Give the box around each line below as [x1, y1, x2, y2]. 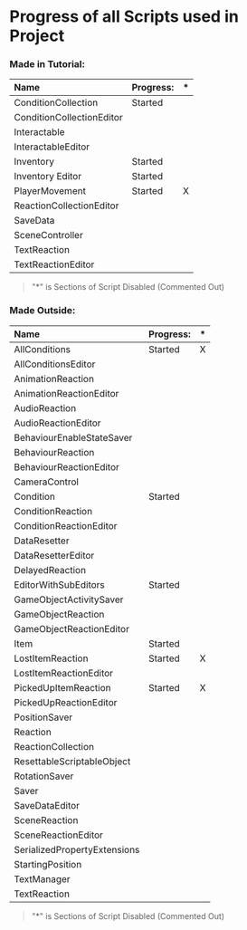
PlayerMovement [14, 185, 86, 197]
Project [9, 25, 65, 46]
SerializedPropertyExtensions [14, 843, 140, 856]
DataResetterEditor [14, 549, 95, 561]
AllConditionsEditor [14, 358, 96, 370]
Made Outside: [9, 304, 76, 317]
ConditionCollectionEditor [14, 111, 124, 124]
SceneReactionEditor [14, 829, 104, 841]
